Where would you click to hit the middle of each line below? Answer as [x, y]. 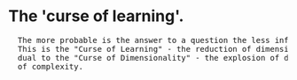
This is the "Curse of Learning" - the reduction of [134, 49]
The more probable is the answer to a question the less [144, 40]
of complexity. [50, 66]
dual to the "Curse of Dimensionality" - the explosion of [148, 58]
